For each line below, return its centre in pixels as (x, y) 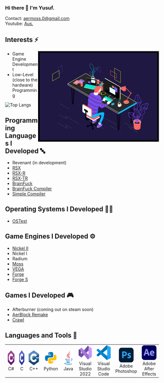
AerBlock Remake (30, 315)
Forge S (20, 279)
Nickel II (20, 248)
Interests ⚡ (22, 39)
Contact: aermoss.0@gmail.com (37, 19)
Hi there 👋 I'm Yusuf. (30, 8)
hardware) (22, 85)
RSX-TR (20, 178)
